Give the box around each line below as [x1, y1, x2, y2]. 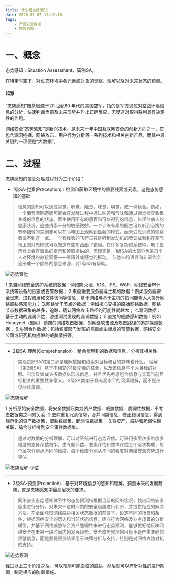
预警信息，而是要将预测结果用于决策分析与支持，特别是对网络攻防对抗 [17, 535, 164, 541]
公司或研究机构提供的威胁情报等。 [5, 332, 76, 339]
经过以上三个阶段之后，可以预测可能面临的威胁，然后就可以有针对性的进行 [5, 563, 160, 569]
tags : [5, 17, 17, 22]
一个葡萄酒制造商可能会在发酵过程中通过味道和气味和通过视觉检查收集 [17, 210, 164, 216]
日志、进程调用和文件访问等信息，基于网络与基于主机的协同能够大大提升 [9, 295, 160, 301]
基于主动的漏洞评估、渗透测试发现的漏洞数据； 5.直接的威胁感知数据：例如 [5, 314, 161, 320]
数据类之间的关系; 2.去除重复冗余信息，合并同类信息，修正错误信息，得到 [9, 412, 163, 418]
